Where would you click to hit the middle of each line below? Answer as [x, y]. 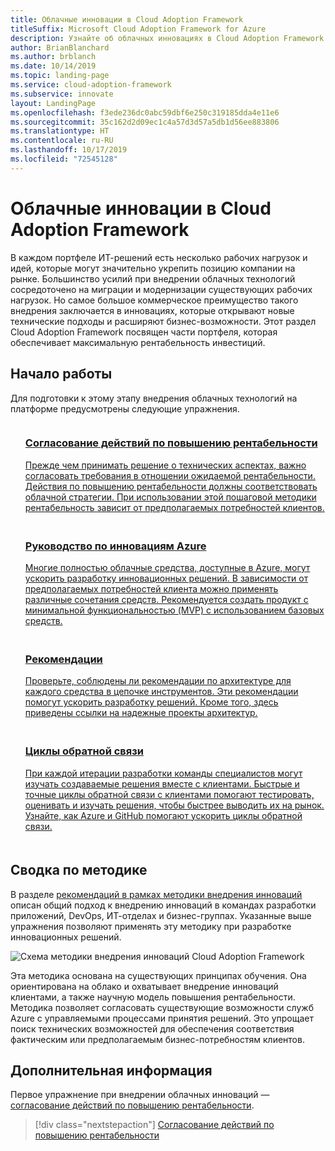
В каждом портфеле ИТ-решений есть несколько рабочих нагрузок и [159, 257]
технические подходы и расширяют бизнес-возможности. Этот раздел [163, 321]
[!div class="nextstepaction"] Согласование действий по [154, 1125]
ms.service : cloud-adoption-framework [91, 85]
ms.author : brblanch [53, 57]
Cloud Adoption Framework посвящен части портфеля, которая [144, 332]
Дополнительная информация [111, 1070]
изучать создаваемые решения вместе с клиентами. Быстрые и [162, 783]
